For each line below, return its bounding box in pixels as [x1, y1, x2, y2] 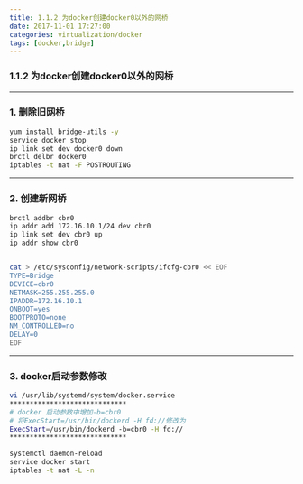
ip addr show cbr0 [9, 238, 78, 248]
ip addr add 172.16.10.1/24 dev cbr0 [9, 222, 151, 231]
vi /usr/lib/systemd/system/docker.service [9, 391, 176, 400]
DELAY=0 [9, 330, 39, 340]
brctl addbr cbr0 [9, 213, 75, 222]
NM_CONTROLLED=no [9, 321, 75, 330]
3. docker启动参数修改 [9, 369, 107, 382]
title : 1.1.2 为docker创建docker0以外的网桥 [9, 13, 169, 23]
